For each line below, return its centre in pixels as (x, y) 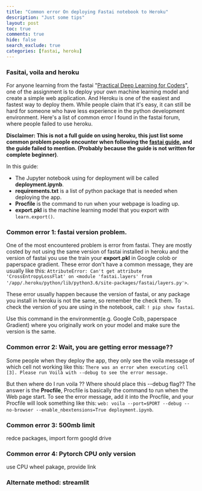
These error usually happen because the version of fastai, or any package (98, 294)
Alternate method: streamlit (48, 483)
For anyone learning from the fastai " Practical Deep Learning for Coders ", (97, 86)
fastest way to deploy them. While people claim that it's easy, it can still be (99, 105)
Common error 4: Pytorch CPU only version (71, 454)
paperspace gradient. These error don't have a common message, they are (99, 265)
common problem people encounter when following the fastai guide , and (99, 142)
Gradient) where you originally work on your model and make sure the (93, 325)
